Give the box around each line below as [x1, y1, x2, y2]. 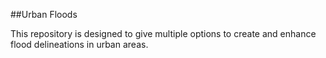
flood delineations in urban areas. [10, 39, 149, 50]
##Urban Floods [10, 9, 78, 20]
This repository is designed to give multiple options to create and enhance [10, 28, 317, 39]
